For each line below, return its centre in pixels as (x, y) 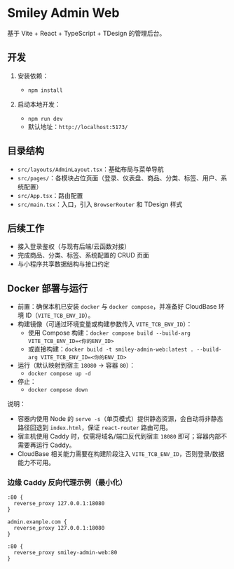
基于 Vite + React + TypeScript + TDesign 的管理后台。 (87, 33)
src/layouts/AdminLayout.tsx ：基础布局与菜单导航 (91, 169)
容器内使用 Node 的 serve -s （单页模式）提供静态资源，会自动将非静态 (120, 419)
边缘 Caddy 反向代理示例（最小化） (67, 483)
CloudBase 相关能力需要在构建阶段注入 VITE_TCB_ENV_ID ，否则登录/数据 (121, 454)
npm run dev (45, 119)
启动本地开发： (39, 104)
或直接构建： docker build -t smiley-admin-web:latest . (111, 349)
